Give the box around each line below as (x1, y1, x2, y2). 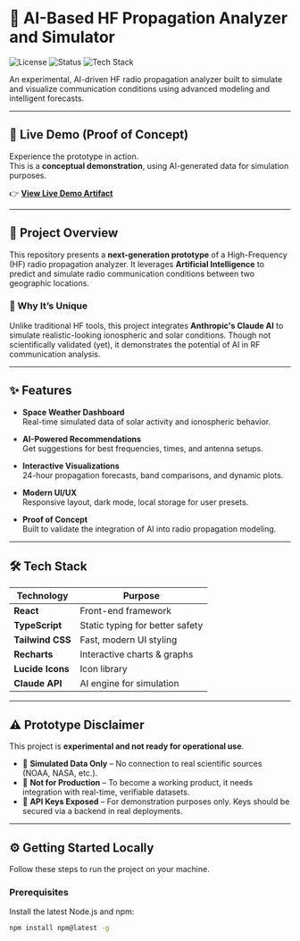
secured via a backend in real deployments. (21, 806, 183, 817)
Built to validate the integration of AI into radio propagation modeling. (21, 523, 277, 534)
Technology (16, 590, 69, 602)
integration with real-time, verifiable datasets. (21, 786, 190, 798)
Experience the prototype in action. (9, 151, 139, 162)
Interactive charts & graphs (79, 648, 194, 660)
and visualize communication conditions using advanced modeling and (9, 83, 271, 94)
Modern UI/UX (21, 487, 78, 498)
